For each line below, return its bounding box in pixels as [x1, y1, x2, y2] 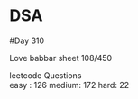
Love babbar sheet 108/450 [9, 52, 113, 63]
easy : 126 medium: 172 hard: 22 [9, 79, 129, 90]
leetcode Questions [9, 69, 82, 81]
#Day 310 [9, 35, 45, 46]
